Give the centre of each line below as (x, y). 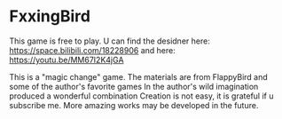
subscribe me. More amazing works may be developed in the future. (134, 105)
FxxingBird (50, 16)
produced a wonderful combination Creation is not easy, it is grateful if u (141, 96)
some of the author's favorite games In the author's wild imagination (134, 86)
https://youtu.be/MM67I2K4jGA (67, 59)
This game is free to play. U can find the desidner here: (110, 41)
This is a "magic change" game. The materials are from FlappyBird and (138, 76)
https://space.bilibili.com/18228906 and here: (92, 50)
